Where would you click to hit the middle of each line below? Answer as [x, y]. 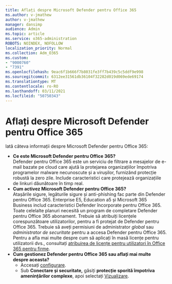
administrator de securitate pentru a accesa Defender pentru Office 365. [90, 232]
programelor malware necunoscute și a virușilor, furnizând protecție [84, 173]
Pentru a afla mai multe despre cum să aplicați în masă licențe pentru [86, 238]
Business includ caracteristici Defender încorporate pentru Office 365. [87, 205]
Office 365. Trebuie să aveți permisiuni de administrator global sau [83, 227]
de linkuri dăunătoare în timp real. [48, 184]
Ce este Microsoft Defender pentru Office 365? [64, 156]
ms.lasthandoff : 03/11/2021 [35, 91]
